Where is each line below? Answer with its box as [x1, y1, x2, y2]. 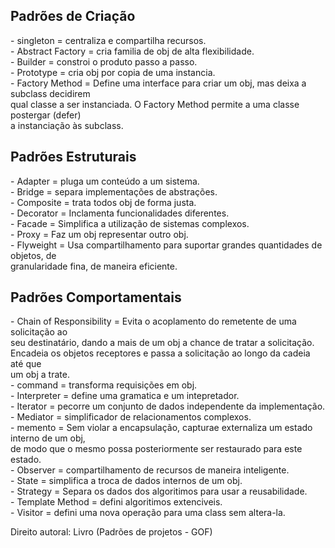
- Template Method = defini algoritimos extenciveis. [10, 496, 223, 508]
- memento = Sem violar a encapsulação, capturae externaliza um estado [10, 422, 313, 434]
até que [10, 358, 42, 370]
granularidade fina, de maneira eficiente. [10, 260, 178, 272]
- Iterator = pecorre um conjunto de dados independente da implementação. [10, 400, 326, 413]
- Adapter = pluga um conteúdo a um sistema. [10, 175, 200, 187]
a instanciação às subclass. [10, 119, 124, 131]
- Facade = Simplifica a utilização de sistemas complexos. [10, 217, 250, 229]
